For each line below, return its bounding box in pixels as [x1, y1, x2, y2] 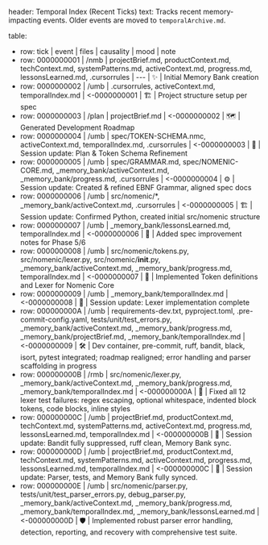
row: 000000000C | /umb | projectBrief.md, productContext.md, [19, 413, 233, 422]
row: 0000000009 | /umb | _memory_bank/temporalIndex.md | [19, 289, 229, 298]
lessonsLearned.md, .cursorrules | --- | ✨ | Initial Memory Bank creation [19, 73, 259, 81]
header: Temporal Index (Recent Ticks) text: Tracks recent [8, 7, 202, 16]
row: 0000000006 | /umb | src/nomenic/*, [19, 191, 160, 201]
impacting [8, 15, 42, 25]
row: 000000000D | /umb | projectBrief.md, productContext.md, [19, 447, 233, 456]
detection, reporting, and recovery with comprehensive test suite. [19, 527, 237, 537]
